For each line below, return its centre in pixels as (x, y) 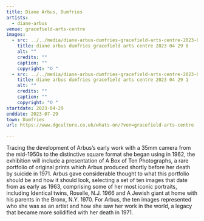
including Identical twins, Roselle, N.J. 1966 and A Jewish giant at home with (102, 193)
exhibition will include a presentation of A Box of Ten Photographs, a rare (98, 161)
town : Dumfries (25, 119)
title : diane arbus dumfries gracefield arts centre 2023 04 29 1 (103, 80)
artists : (17, 18)
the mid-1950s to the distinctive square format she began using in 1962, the (101, 154)
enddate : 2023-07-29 (32, 114)
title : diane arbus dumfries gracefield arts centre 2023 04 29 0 (103, 46)
